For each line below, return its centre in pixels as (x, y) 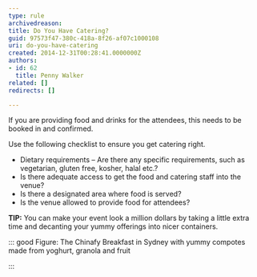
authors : (23, 61)
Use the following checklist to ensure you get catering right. (107, 145)
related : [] (28, 83)
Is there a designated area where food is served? (100, 194)
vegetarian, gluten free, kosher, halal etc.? (89, 169)
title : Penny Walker (50, 75)
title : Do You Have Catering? (59, 31)
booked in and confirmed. (51, 128)
